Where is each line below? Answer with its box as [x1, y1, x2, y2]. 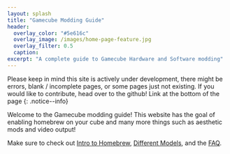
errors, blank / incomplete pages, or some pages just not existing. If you [7, 82, 215, 91]
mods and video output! [7, 125, 76, 133]
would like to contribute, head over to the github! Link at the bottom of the [7, 89, 220, 98]
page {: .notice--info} [7, 97, 69, 105]
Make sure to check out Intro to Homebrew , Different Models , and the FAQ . [7, 139, 222, 147]
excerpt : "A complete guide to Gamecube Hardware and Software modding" [7, 56, 224, 63]
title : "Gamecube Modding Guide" [7, 17, 105, 24]
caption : [13, 49, 39, 56]
